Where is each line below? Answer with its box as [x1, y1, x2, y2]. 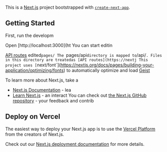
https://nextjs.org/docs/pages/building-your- [60, 62, 154, 68]
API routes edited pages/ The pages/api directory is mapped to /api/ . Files [5, 52, 162, 58]
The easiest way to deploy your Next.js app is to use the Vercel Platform [5, 126, 156, 132]
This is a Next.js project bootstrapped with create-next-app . [5, 5, 131, 10]
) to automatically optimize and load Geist [63, 67, 150, 73]
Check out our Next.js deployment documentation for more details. [5, 141, 145, 147]
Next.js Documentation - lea [12, 87, 71, 93]
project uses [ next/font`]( [5, 62, 61, 68]
